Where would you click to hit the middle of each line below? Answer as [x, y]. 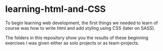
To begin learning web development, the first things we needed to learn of [82, 23]
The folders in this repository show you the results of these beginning [77, 38]
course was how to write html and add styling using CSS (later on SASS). [80, 28]
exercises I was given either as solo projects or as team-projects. [72, 43]
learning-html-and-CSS [55, 9]
